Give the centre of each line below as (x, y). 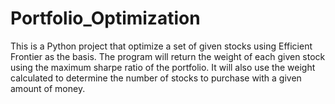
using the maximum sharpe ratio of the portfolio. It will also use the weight (163, 67)
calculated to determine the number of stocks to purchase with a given (156, 78)
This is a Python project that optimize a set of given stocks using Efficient (161, 46)
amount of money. (48, 88)
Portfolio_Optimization (105, 18)
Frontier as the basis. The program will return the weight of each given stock (168, 56)
